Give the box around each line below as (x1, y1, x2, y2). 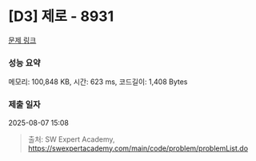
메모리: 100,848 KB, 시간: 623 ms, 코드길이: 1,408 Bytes (8, 77, 188, 87)
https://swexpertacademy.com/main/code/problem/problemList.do (27, 143, 249, 153)
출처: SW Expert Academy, (27, 134, 115, 144)
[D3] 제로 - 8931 (8, 7, 114, 26)
